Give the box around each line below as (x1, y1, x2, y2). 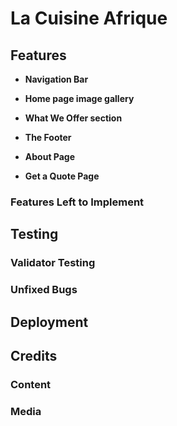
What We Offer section (24, 112, 123, 124)
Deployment (10, 313, 89, 331)
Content (10, 377, 52, 391)
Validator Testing (10, 256, 96, 270)
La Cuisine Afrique (10, 7, 168, 30)
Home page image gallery (24, 93, 135, 104)
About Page (24, 151, 76, 162)
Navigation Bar (24, 73, 89, 85)
